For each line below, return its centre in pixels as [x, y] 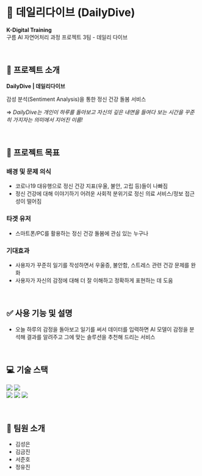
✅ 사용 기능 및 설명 [39, 314]
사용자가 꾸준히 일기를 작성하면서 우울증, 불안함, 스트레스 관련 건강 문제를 [102, 265]
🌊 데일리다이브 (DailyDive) [71, 13]
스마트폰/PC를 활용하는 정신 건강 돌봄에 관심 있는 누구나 [81, 233]
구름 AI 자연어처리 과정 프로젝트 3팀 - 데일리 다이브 [67, 37]
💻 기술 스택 [27, 370]
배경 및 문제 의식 [29, 172]
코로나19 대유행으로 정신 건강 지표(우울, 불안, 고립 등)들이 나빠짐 [91, 186]
